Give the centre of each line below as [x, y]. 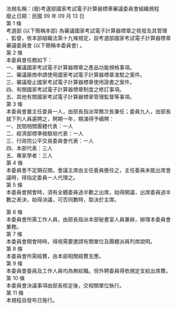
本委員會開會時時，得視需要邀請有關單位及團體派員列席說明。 [81, 241]
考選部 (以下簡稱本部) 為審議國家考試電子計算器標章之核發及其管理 [87, 31]
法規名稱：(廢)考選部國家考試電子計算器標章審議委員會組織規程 [83, 9]
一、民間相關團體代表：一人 [40, 126]
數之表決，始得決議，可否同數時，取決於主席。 [63, 199]
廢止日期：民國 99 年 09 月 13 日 [45, 16]
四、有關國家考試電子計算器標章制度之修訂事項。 [65, 89]
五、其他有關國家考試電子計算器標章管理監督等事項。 [71, 97]
